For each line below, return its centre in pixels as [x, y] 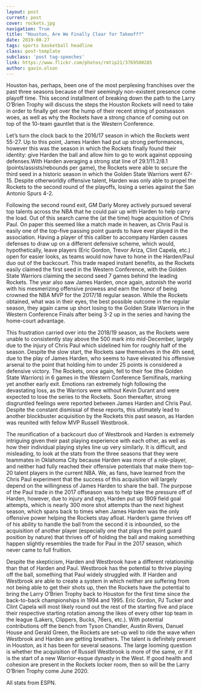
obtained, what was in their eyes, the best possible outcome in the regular [98, 302]
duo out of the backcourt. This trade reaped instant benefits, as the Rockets [100, 263]
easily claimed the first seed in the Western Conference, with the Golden [96, 269]
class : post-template [33, 51]
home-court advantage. [36, 321]
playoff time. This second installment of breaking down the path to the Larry [101, 98]
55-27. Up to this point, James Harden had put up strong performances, [95, 142]
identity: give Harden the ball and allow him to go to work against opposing [99, 155]
